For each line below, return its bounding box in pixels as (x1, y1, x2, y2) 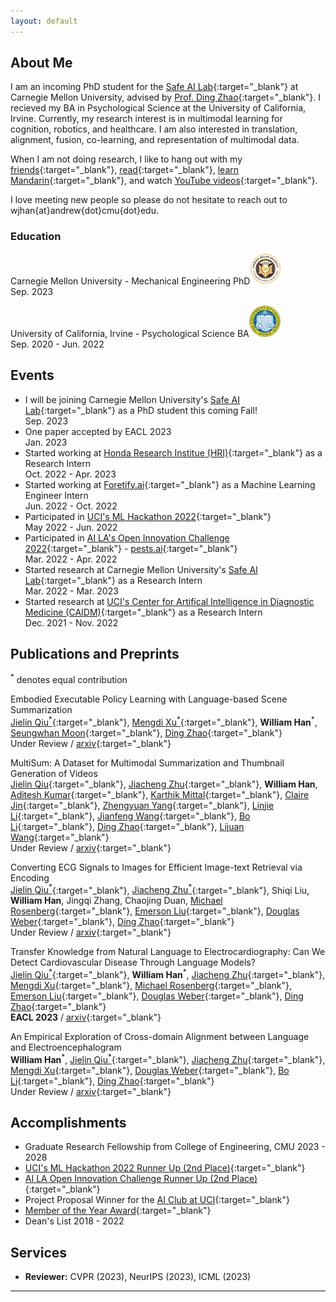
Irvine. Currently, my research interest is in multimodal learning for (10, 113, 283, 125)
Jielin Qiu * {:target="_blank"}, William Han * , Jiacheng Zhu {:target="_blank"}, (10, 967, 326, 980)
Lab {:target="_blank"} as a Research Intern (24, 574, 203, 586)
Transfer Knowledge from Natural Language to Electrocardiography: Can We (10, 946, 326, 958)
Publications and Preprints (10, 645, 180, 662)
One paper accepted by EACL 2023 (24, 425, 172, 437)
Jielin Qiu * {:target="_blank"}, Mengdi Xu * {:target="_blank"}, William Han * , (10, 715, 318, 728)
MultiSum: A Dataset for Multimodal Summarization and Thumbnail (10, 756, 285, 769)
